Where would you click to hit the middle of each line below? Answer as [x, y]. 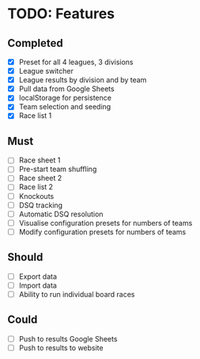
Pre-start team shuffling [58, 169]
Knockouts [36, 196]
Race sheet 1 [40, 160]
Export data [38, 276]
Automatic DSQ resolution [61, 214]
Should [25, 257]
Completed [36, 43]
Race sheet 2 [40, 178]
